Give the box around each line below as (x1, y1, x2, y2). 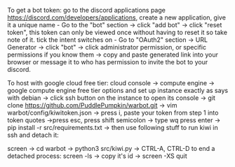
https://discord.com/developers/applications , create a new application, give (7, 13, 227, 22)
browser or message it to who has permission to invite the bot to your (7, 58, 208, 66)
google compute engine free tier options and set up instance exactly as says (7, 87, 229, 94)
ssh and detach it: (7, 131, 60, 139)
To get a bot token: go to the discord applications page (7, 6, 166, 14)
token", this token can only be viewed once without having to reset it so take (7, 28, 228, 36)
